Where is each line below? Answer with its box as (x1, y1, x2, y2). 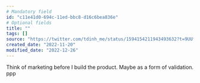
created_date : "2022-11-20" (6, 42, 76, 48)
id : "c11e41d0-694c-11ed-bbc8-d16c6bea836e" (6, 14, 118, 20)
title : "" (6, 25, 31, 31)
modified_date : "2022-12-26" (6, 47, 79, 53)
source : (6, 36, 26, 42)
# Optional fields (6, 20, 52, 25)
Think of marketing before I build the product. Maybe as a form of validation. (6, 63, 194, 71)
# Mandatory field (6, 8, 52, 15)
